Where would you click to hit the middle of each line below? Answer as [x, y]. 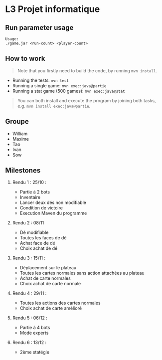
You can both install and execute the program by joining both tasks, [86, 100]
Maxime [20, 139]
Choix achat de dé [39, 248]
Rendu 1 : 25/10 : [29, 182]
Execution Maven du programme [53, 213]
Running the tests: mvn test [40, 80]
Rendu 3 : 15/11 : [29, 258]
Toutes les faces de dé [43, 238]
